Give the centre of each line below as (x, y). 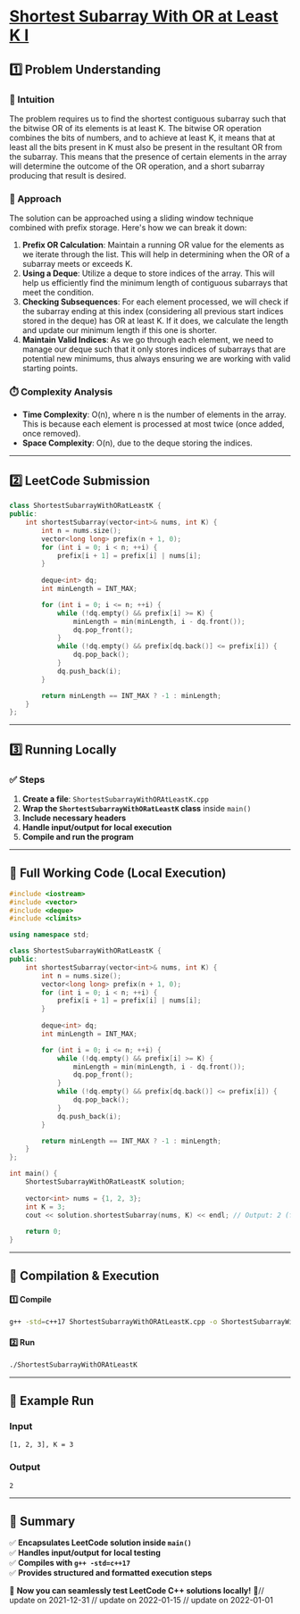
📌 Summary (42, 1521)
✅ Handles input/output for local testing (85, 1553)
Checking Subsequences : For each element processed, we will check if (155, 302)
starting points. (50, 369)
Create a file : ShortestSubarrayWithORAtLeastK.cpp (116, 799)
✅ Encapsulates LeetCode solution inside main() (100, 1543)
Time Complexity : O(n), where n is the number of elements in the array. (154, 415)
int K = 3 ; (46, 1207)
